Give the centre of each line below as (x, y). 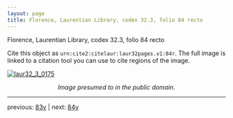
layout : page (26, 13)
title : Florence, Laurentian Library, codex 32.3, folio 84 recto (105, 20)
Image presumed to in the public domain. (116, 87)
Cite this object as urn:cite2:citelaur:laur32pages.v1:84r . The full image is (116, 53)
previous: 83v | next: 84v (43, 107)
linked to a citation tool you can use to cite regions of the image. (99, 60)
